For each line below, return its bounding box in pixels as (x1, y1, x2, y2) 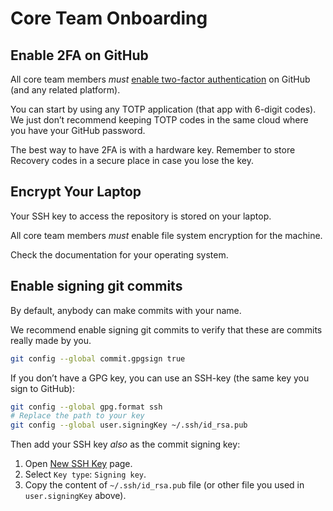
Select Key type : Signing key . (24, 468, 147, 481)
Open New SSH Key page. (24, 458, 133, 470)
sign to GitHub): (10, 382, 76, 394)
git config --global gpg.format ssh (10, 402, 163, 412)
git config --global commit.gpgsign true (10, 353, 186, 364)
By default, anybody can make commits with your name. (10, 304, 242, 316)
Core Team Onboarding (10, 7, 208, 30)
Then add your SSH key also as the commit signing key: (10, 438, 241, 451)
